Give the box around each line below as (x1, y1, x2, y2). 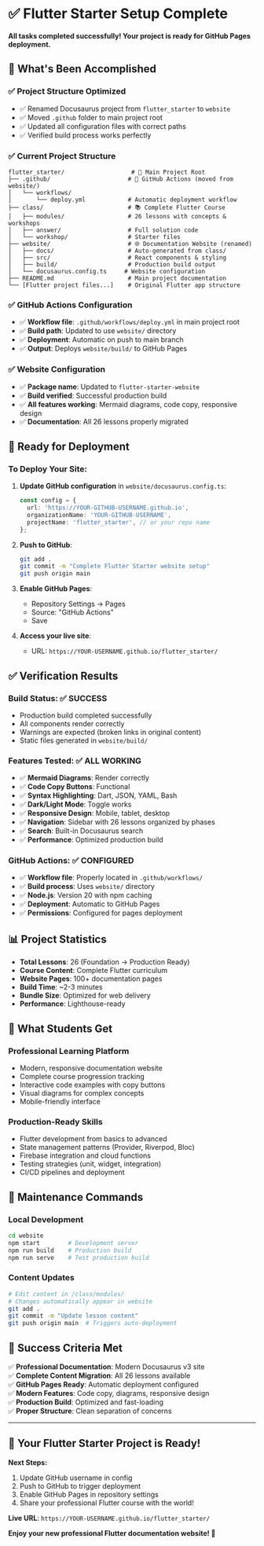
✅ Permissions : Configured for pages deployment (19, 909, 183, 918)
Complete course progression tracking (19, 1071, 145, 1081)
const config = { (19, 497, 77, 505)
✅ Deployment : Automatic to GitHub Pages (19, 899, 160, 909)
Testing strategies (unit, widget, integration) (19, 1159, 162, 1169)
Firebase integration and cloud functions (19, 1151, 152, 1160)
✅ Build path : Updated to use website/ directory (19, 326, 177, 336)
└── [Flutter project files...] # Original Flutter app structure (8, 281, 241, 289)
